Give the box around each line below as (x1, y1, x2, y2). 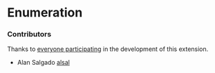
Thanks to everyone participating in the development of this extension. (7, 45, 209, 53)
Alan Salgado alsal (17, 59, 71, 67)
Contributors (7, 30, 52, 39)
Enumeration (7, 5, 83, 21)
